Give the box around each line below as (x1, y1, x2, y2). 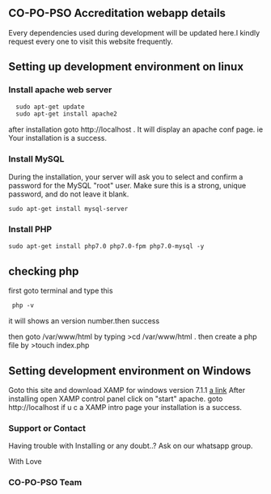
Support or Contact (8, 423, 87, 434)
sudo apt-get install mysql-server (8, 205, 129, 213)
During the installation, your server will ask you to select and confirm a (8, 171, 243, 181)
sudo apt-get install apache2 (15, 110, 117, 118)
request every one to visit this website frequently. (8, 36, 173, 46)
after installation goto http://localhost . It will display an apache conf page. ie (8, 125, 264, 134)
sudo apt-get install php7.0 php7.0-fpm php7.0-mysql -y (8, 242, 205, 250)
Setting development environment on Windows (8, 364, 252, 378)
